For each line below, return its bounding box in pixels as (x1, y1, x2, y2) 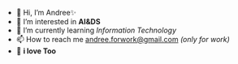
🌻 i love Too (15, 46, 57, 56)
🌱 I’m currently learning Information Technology (15, 25, 177, 35)
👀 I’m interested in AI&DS (15, 17, 101, 26)
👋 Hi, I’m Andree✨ (15, 8, 77, 17)
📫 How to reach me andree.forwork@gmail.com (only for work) (15, 35, 230, 44)
